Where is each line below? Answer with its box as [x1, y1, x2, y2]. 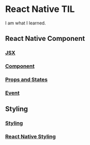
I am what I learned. [5, 20, 46, 26]
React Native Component [5, 34, 85, 43]
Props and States [5, 76, 48, 83]
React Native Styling [5, 133, 56, 140]
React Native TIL [5, 3, 75, 15]
